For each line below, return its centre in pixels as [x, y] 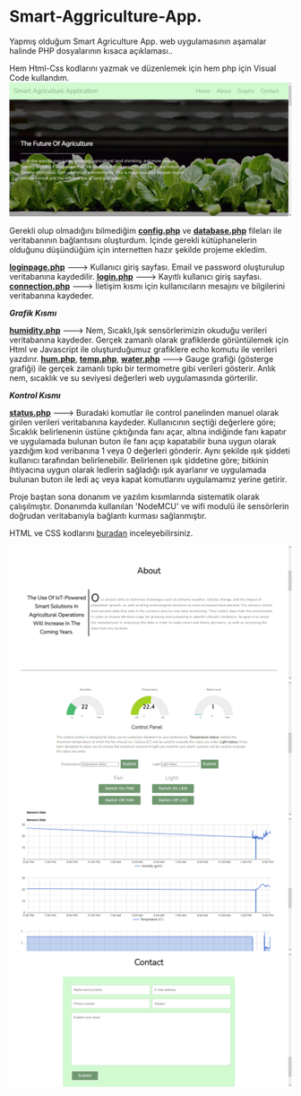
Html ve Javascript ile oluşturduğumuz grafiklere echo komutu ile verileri [143, 350]
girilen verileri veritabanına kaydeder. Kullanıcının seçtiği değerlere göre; [142, 422]
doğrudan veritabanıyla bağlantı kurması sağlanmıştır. [108, 516]
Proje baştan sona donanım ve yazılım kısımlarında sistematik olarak [134, 497]
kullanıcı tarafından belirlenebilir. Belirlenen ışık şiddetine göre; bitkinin [139, 461]
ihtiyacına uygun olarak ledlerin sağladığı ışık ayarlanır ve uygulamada [138, 470]
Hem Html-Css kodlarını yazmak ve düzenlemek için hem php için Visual [143, 68]
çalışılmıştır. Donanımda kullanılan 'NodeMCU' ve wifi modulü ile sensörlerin [149, 506]
